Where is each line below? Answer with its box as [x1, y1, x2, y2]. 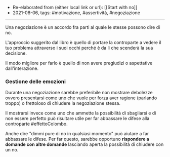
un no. [5, 147, 19, 153]
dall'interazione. [5, 65, 39, 71]
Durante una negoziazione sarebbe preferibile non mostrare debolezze [5, 90, 153, 96]
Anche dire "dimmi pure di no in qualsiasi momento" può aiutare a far [5, 131, 149, 137]
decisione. [5, 50, 27, 56]
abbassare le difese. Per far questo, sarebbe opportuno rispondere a [5, 136, 149, 142]
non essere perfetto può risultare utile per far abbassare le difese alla [5, 115, 150, 122]
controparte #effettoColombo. [5, 121, 68, 127]
